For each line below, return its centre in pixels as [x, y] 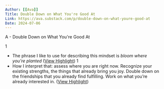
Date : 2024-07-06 [23, 23]
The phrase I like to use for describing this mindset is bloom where [80, 56]
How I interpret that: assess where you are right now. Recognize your [82, 66]
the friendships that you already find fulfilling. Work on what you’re [80, 76]
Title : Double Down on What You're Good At [50, 14]
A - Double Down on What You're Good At [47, 37]
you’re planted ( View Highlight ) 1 [45, 61]
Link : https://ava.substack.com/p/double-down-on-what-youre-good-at [78, 18]
